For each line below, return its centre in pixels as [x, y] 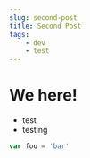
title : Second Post [45, 26]
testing [35, 130]
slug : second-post [43, 18]
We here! [43, 96]
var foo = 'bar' [39, 146]
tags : [19, 34]
